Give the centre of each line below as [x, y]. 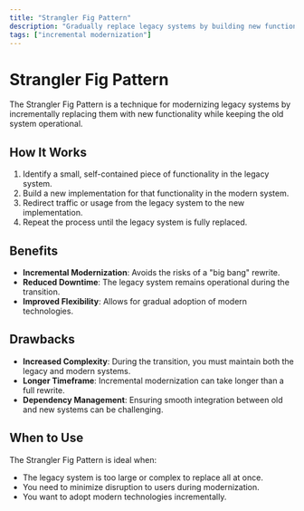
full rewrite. [43, 390]
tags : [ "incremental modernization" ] [81, 34]
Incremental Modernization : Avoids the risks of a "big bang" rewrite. [151, 272]
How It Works [48, 152]
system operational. [46, 124]
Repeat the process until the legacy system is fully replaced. [135, 222]
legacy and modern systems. [76, 371]
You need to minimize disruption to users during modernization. [141, 487]
